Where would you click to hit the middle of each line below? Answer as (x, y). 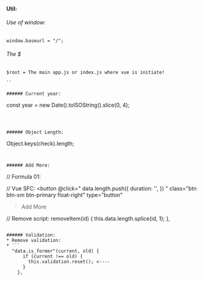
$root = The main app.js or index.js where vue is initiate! (86, 73)
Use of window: (26, 23)
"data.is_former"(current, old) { (55, 251)
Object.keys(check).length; (40, 144)
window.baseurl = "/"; (35, 41)
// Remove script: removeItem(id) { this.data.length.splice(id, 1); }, (88, 219)
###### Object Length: (35, 132)
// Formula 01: (23, 176)
